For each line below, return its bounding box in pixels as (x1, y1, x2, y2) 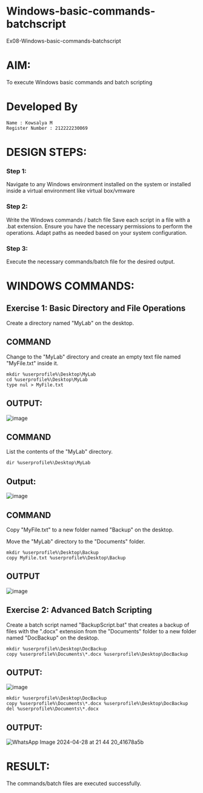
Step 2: (6, 202, 28, 211)
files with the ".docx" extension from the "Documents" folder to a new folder (6, 627, 197, 635)
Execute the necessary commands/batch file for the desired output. (6, 258, 175, 265)
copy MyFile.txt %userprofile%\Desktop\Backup (6, 555, 126, 561)
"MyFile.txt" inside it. (6, 359, 59, 366)
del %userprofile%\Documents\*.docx (6, 706, 99, 712)
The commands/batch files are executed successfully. (6, 780, 142, 787)
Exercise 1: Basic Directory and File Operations (6, 303, 186, 314)
